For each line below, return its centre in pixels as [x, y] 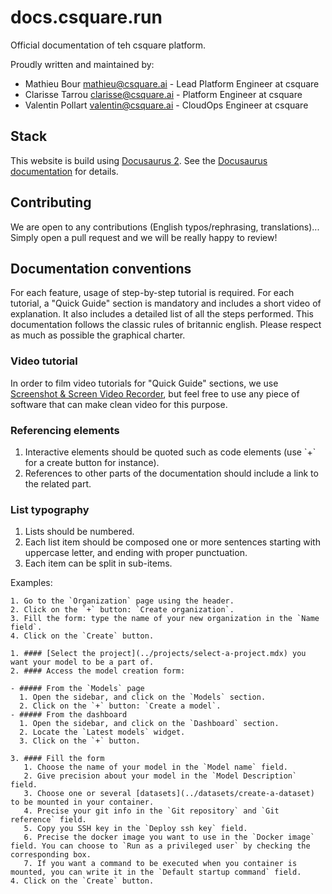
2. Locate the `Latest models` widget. [102, 732]
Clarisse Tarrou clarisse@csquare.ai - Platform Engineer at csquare [163, 94]
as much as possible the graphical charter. [98, 335]
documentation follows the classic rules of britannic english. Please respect [166, 325]
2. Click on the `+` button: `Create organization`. [122, 610]
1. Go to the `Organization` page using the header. [122, 601]
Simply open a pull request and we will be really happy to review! [144, 237]
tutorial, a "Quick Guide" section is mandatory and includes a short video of [166, 303]
